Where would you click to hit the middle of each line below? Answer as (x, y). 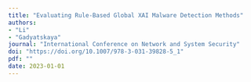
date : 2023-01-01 (36, 66)
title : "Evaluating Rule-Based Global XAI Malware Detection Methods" (126, 15)
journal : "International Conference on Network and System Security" (124, 45)
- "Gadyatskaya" (35, 37)
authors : (22, 23)
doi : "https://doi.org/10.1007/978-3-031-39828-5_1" (96, 52)
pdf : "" (21, 59)
